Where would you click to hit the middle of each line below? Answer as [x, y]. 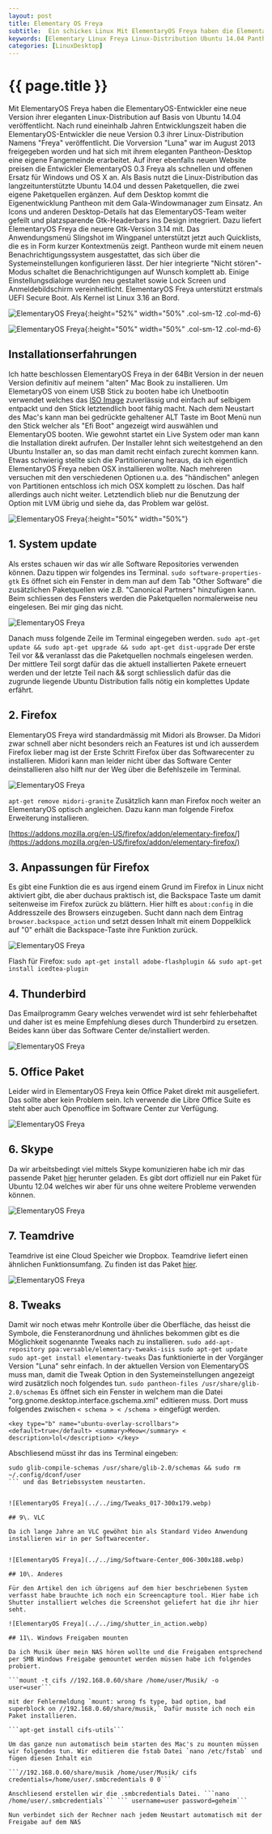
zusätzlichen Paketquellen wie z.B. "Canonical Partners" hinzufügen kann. [132, 589]
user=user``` [30, 1688]
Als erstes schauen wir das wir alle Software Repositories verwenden [123, 564]
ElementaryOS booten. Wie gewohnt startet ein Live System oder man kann [134, 434]
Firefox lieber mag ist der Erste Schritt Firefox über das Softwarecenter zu [132, 752]
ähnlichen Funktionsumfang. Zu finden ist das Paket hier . [103, 1264]
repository [27, 1350]
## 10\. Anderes [36, 1574]
